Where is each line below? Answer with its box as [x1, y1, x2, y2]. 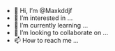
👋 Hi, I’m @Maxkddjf [13, 7, 72, 14]
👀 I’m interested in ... [13, 14, 73, 22]
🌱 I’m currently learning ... [13, 21, 89, 29]
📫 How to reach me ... [13, 37, 79, 44]
